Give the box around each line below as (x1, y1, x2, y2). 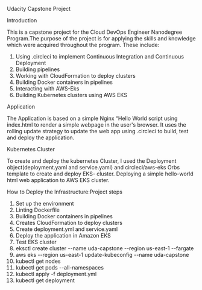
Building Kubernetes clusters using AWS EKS (15, 92, 127, 98)
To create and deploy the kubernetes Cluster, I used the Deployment (7, 157, 177, 165)
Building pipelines (15, 66, 60, 73)
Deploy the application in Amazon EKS (15, 232, 111, 239)
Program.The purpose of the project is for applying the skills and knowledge (7, 35, 196, 42)
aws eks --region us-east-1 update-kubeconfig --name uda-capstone (15, 251, 189, 258)
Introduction (7, 17, 37, 24)
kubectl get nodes (15, 257, 61, 265)
